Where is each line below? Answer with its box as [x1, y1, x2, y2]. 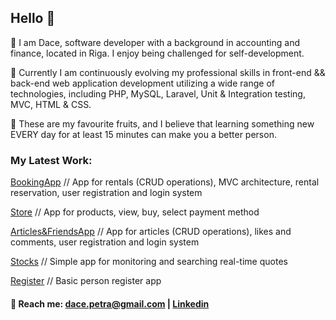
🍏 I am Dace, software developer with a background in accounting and [10, 36, 300, 48]
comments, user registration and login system [10, 236, 200, 248]
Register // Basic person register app [10, 275, 162, 287]
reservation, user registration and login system [10, 187, 203, 199]
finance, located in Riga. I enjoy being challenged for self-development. [10, 47, 305, 59]
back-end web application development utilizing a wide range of [10, 77, 275, 89]
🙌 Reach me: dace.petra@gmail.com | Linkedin [10, 297, 210, 310]
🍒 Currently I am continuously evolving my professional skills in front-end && [10, 66, 326, 78]
